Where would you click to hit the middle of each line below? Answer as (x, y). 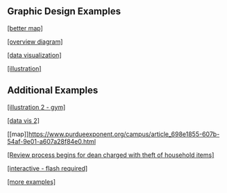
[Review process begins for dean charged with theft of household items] (111, 155)
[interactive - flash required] (48, 168)
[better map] (25, 28)
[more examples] (32, 182)
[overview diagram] (35, 42)
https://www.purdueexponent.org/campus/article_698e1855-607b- (124, 134)
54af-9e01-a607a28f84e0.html (51, 141)
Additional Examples (53, 91)
